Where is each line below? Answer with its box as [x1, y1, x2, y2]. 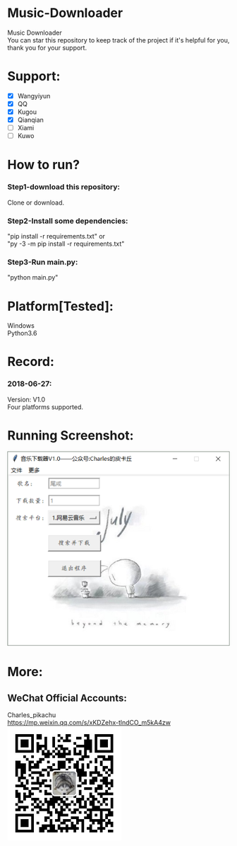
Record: [7, 354, 55, 370]
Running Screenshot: [7, 427, 134, 443]
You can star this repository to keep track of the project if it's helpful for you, [7, 35, 230, 44]
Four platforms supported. [7, 402, 83, 411]
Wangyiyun [17, 91, 51, 100]
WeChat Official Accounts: [7, 692, 127, 704]
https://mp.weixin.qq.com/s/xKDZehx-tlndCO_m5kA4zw [7, 719, 171, 727]
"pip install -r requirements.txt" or [7, 232, 106, 241]
